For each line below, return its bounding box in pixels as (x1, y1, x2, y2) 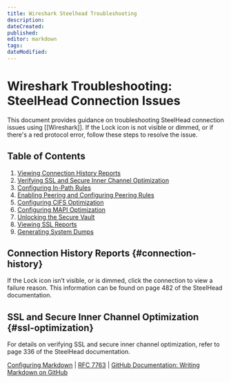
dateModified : (7, 49, 48, 56)
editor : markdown (7, 36, 57, 43)
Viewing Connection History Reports (17, 168, 121, 177)
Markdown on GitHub (7, 369, 68, 377)
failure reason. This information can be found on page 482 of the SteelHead (7, 284, 223, 292)
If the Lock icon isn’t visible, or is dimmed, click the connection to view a (7, 277, 213, 285)
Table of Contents (7, 150, 86, 162)
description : (7, 17, 45, 23)
